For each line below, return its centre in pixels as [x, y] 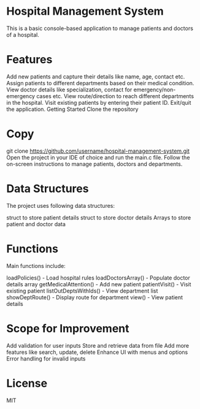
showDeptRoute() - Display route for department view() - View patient [94, 297]
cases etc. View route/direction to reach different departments [115, 96]
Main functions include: [36, 266]
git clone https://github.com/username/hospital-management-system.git [98, 151]
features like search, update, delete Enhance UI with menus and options [97, 352]
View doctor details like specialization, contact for [69, 90]
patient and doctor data [36, 224]
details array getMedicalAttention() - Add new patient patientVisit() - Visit [99, 284]
